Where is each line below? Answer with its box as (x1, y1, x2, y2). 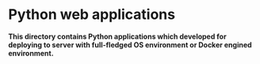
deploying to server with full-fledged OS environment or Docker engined (8, 40, 252, 49)
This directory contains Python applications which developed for (8, 32, 227, 41)
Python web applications (8, 6, 176, 24)
